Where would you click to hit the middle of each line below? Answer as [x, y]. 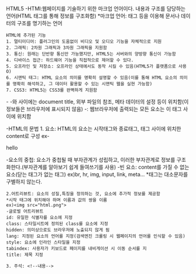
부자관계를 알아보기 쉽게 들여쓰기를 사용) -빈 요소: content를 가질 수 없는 [106, 167]
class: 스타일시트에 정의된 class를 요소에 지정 [57, 224]
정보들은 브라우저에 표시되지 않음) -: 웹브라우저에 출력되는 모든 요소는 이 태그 [94, 109]
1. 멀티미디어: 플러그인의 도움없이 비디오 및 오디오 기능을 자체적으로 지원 [84, 41]
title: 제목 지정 [25, 255]
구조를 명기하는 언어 [39, 23]
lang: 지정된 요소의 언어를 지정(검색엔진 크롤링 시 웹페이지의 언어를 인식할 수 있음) [96, 236]
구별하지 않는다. [24, 182]
